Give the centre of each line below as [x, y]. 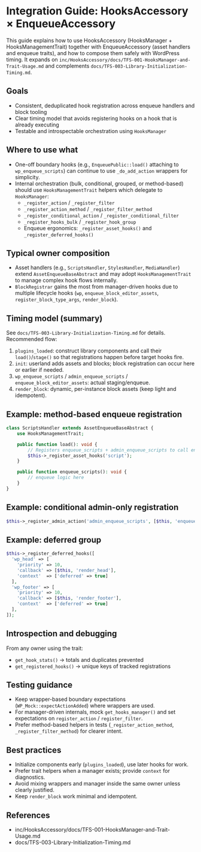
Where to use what [42, 150]
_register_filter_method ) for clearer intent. [68, 731]
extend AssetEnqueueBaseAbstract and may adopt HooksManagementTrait [103, 274]
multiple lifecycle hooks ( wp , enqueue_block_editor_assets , [87, 293]
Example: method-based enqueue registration [94, 414]
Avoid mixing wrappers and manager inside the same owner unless [98, 784]
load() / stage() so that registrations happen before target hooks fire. [99, 357]
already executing [37, 125]
